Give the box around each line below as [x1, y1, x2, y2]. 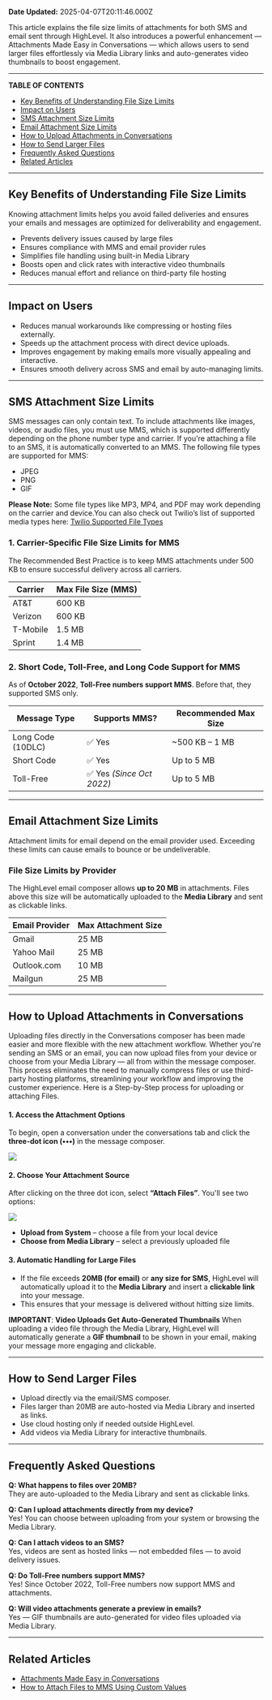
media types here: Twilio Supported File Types [8, 517, 164, 527]
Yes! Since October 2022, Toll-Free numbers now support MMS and [8, 1579, 236, 1590]
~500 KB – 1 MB [172, 736, 235, 748]
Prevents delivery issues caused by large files [19, 233, 173, 243]
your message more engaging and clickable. [8, 1340, 156, 1350]
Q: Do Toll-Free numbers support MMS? [8, 1571, 146, 1581]
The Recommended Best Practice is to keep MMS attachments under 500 [8, 555, 254, 565]
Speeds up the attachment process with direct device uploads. [19, 338, 230, 347]
